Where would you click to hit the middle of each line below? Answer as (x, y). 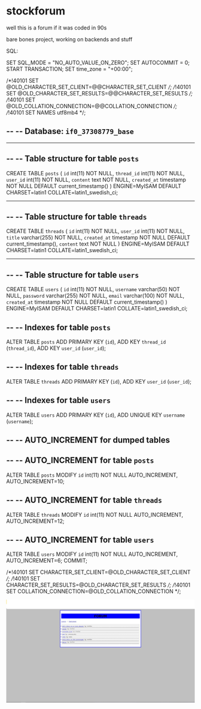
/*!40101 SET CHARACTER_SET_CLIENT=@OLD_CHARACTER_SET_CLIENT (98, 572)
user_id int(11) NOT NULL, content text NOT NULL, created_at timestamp (96, 180)
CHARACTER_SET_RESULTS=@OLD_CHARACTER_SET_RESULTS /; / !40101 (98, 585)
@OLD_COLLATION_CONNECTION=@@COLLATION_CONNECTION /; (92, 106)
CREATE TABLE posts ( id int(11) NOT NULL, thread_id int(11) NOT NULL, (95, 173)
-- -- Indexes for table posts (58, 327)
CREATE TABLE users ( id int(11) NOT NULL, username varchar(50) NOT (93, 289)
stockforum (36, 11)
